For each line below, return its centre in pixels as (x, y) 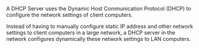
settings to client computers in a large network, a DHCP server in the (91, 33)
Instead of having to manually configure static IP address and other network (99, 26)
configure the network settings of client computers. (70, 15)
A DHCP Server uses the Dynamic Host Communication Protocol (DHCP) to (99, 9)
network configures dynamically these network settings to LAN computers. (99, 39)
